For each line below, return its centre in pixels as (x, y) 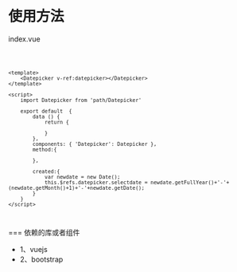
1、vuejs (33, 249)
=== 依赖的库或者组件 (44, 232)
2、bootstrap (41, 259)
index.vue (25, 39)
